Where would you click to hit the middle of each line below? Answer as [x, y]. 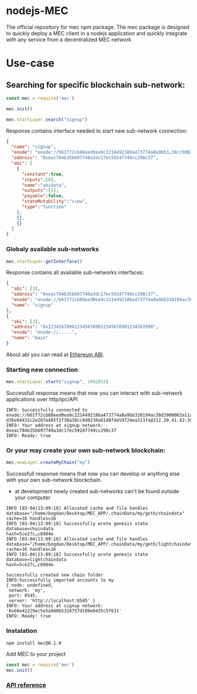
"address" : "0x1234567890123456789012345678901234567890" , [85, 327]
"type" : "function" [44, 207]
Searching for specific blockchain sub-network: [96, 85]
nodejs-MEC [37, 11]
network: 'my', [27, 591]
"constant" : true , [43, 174]
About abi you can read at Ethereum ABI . [55, 354]
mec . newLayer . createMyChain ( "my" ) [48, 463]
